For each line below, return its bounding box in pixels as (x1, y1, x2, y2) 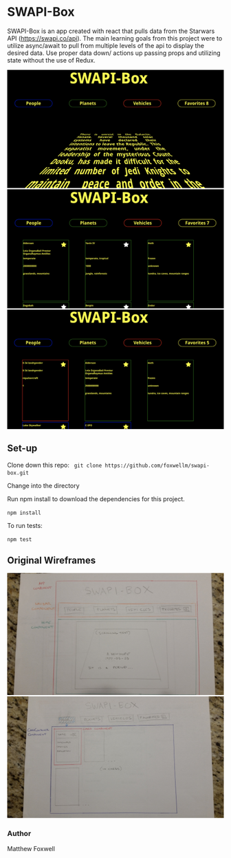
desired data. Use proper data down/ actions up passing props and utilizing (7, 49, 221, 57)
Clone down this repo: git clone (7, 461, 102, 469)
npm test (7, 536, 32, 543)
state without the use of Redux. (7, 56, 96, 64)
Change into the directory (7, 481, 80, 489)
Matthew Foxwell (7, 844, 55, 852)
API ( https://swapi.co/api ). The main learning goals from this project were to (7, 34, 223, 42)
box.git (7, 469, 30, 476)
